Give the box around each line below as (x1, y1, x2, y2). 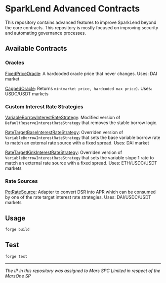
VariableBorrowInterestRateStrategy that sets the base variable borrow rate (5, 135, 161, 141)
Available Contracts (5, 44, 68, 53)
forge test (5, 254, 28, 259)
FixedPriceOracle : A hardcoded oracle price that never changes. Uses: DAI (5, 71, 157, 76)
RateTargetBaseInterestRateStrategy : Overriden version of (5, 129, 124, 135)
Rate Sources (5, 177, 38, 184)
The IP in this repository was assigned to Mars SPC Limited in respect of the (5, 268, 161, 274)
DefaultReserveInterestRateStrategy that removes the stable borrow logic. (5, 120, 158, 126)
